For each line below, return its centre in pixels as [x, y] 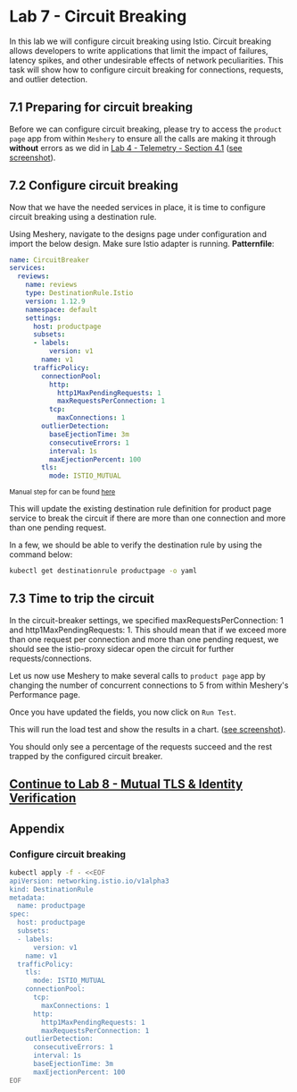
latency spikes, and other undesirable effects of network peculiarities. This [146, 60]
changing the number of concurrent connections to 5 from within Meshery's [149, 685]
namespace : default [62, 309]
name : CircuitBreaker [49, 260]
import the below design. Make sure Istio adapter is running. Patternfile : [142, 243]
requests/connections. [50, 658]
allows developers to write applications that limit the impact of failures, [139, 50]
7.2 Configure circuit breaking [94, 186]
